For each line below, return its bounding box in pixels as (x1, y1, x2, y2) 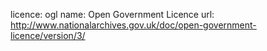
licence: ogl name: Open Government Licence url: (10, 9, 215, 20)
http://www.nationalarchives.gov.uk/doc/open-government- (10, 19, 257, 31)
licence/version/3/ (10, 30, 86, 41)
